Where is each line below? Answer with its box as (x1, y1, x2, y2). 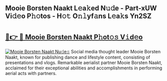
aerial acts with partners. (5, 70, 57, 76)
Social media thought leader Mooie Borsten (71, 49, 161, 54)
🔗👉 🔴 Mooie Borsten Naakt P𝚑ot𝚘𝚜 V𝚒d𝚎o (5, 33, 143, 41)
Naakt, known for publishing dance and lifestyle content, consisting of (5, 54, 150, 60)
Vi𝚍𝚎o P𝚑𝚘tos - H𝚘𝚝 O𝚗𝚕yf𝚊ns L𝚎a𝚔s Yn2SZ (5, 12, 152, 21)
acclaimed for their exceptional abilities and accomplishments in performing (5, 65, 162, 71)
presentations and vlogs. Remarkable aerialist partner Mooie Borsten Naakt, (5, 60, 162, 65)
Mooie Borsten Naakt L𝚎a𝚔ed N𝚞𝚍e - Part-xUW (5, 4, 157, 13)
